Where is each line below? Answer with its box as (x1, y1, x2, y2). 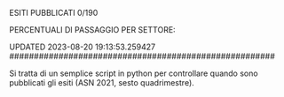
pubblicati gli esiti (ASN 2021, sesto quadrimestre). (9, 78, 195, 87)
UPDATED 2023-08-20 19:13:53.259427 (9, 41, 156, 52)
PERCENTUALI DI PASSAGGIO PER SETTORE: (9, 25, 176, 34)
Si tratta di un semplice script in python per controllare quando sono (9, 68, 259, 78)
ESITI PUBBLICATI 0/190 (9, 8, 99, 18)
